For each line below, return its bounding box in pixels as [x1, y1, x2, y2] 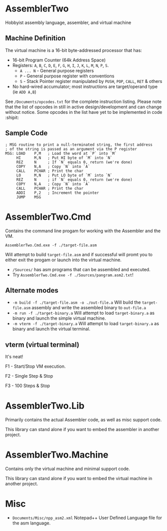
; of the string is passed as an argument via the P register [5, 146, 137, 151]
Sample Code [5, 129, 48, 137]
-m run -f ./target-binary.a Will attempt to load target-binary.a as [12, 310, 155, 316]
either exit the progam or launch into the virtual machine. [5, 257, 122, 263]
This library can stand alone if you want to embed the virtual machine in [5, 476, 153, 481]
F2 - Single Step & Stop [5, 373, 53, 379]
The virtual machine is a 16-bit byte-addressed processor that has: [5, 47, 142, 53]
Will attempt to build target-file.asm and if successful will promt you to [5, 251, 153, 257]
